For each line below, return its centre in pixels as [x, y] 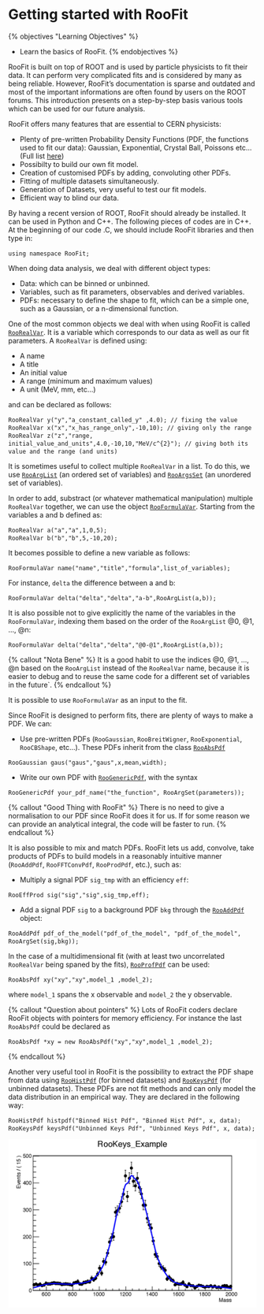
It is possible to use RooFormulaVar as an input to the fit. [98, 700]
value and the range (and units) [63, 451]
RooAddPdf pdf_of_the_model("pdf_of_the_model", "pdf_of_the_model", [125, 934]
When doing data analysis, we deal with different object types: [110, 268]
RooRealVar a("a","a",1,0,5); [58, 530]
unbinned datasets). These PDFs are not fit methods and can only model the [132, 1088]
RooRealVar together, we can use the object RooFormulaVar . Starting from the [132, 507]
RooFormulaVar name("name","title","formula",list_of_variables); [119, 568]
